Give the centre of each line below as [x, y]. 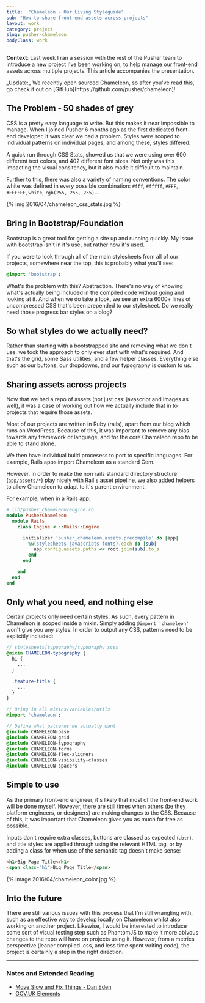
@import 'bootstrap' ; [34, 274]
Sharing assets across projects [67, 384]
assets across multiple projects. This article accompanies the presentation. [100, 71]
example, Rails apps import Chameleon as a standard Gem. [81, 462]
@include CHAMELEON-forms [39, 749]
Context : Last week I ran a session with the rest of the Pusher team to [94, 58]
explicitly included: [30, 636]
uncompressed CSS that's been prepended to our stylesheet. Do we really [100, 305]
